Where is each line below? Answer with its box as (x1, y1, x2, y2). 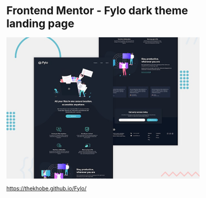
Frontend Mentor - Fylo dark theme (6, 4, 188, 18)
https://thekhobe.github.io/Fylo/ (6, 185, 87, 192)
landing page (6, 16, 75, 31)
